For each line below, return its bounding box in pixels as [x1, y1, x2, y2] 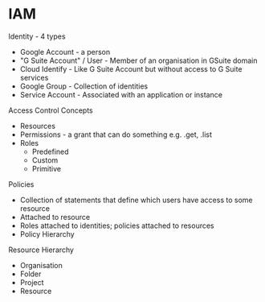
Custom [31, 155, 59, 165]
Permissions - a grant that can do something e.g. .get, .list [19, 130, 213, 139]
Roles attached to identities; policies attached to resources [19, 221, 214, 230]
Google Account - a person [19, 47, 111, 56]
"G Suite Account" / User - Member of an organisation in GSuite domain [19, 56, 259, 65]
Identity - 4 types [8, 31, 66, 41]
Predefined [31, 147, 70, 156]
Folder [19, 269, 42, 279]
